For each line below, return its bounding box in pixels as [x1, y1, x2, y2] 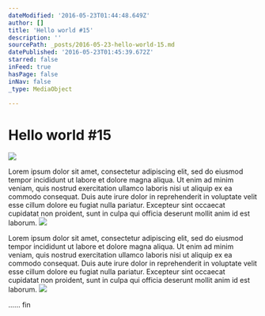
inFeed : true [8, 63, 51, 71]
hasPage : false [8, 70, 59, 78]
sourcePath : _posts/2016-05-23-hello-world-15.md [8, 41, 176, 49]
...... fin [8, 300, 31, 310]
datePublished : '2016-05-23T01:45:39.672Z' [8, 48, 154, 56]
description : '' [8, 33, 62, 42]
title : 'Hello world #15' [8, 26, 93, 34]
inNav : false [8, 77, 51, 85]
